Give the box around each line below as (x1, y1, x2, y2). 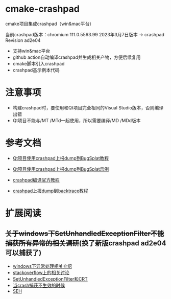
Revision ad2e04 (5, 37, 41, 43)
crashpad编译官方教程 (12, 177, 60, 183)
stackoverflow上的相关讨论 (12, 269, 70, 275)
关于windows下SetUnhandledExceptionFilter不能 (5, 229, 164, 238)
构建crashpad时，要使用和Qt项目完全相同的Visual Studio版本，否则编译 (12, 104, 164, 110)
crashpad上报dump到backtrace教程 (12, 188, 88, 194)
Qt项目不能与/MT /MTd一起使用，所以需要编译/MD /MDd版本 (12, 117, 141, 123)
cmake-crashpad (5, 3, 80, 15)
